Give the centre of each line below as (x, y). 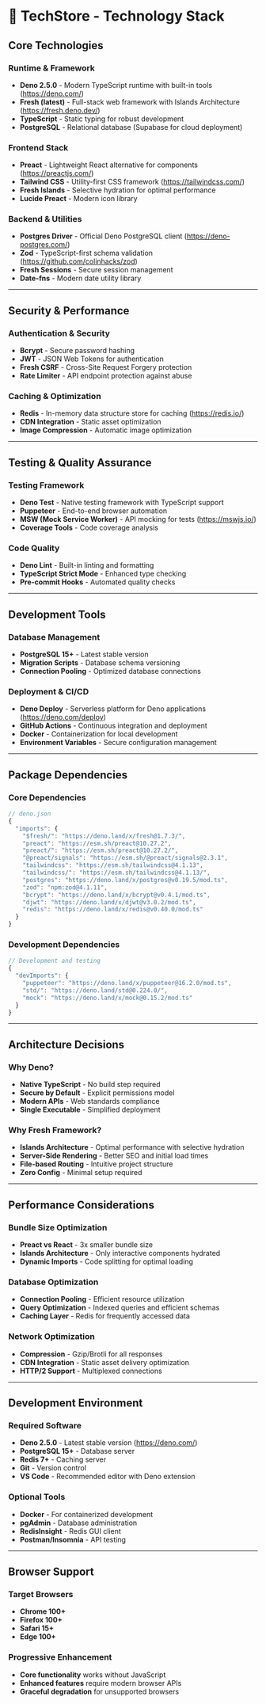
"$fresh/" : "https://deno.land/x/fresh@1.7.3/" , (104, 836)
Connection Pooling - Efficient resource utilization (102, 1299)
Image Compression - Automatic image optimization (106, 430)
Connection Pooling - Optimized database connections (110, 671)
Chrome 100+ (42, 1611)
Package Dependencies (68, 775)
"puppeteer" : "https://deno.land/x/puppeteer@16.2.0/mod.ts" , (127, 983)
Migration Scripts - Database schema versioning (100, 663)
